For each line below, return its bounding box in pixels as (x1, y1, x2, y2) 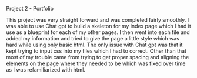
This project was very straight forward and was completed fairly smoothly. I (6, 16, 189, 23)
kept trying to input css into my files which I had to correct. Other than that (6, 48, 187, 55)
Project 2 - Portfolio (6, 5, 54, 12)
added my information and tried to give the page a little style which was (6, 35, 179, 42)
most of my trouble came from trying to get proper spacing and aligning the (6, 54, 189, 60)
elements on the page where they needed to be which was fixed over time (6, 60, 186, 67)
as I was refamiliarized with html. (6, 66, 86, 73)
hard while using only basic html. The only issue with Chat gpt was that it (6, 41, 183, 48)
